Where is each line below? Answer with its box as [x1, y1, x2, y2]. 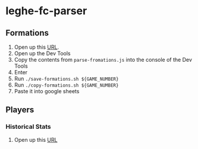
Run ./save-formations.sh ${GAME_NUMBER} [14, 75, 119, 82]
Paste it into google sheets [14, 88, 80, 94]
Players [5, 105, 34, 115]
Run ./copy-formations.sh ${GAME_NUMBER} [14, 81, 119, 88]
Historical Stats [5, 123, 51, 131]
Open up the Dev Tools [14, 50, 71, 57]
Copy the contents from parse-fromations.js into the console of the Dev [14, 56, 193, 63]
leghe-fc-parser [5, 4, 87, 18]
